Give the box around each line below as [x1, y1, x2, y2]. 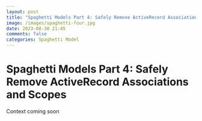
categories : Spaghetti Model [6, 37, 79, 43]
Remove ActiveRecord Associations [6, 75, 189, 89]
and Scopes [6, 88, 67, 102]
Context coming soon [6, 107, 60, 114]
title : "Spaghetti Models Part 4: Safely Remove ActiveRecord [6, 14, 165, 20]
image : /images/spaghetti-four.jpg [6, 20, 96, 26]
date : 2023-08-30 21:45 [6, 25, 66, 32]
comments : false [6, 31, 47, 37]
